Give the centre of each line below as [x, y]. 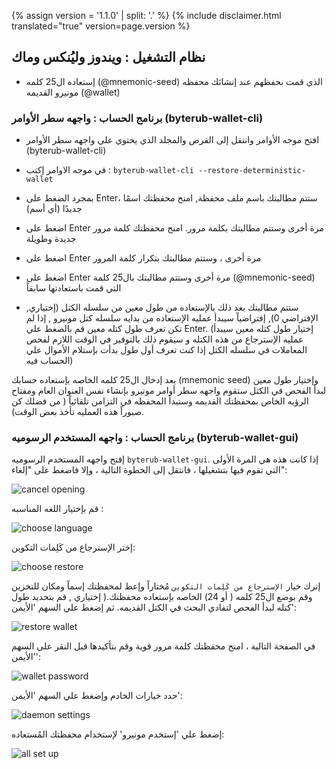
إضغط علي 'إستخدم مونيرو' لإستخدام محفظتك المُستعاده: [118, 734]
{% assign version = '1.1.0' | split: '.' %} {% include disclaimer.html [146, 15]
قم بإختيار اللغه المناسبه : [57, 509]
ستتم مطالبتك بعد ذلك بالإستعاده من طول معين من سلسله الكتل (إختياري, [162, 307]
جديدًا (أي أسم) [54, 209]
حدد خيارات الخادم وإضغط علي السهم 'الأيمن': [97, 696]
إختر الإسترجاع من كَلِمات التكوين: [73, 547]
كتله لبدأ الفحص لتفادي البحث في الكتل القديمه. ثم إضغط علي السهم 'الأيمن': [154, 607]
